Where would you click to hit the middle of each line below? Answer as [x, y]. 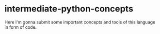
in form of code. [21, 27]
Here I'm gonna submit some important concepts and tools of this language [80, 22]
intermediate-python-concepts [69, 9]
